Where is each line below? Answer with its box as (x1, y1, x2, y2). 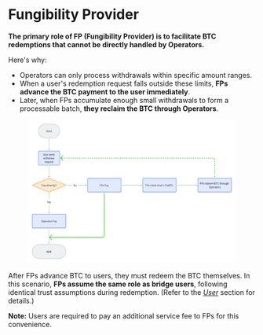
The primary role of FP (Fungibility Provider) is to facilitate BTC (8, 31, 217, 41)
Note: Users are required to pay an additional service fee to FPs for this (8, 311, 239, 320)
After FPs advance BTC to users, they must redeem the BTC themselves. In (8, 271, 250, 280)
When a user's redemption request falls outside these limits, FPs (19, 79, 228, 88)
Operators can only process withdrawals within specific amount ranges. (19, 70, 253, 79)
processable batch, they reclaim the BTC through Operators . (19, 104, 219, 113)
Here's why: (8, 55, 47, 64)
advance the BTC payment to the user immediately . (19, 87, 191, 96)
